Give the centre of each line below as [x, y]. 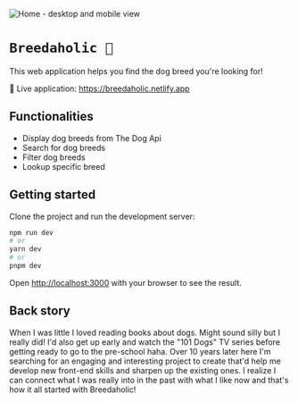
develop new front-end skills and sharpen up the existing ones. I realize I [143, 370]
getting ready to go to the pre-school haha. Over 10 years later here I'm [140, 351]
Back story [40, 311]
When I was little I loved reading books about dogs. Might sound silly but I [145, 332]
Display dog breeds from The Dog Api [92, 138]
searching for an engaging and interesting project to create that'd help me [145, 361]
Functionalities [51, 117]
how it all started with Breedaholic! [73, 389]
